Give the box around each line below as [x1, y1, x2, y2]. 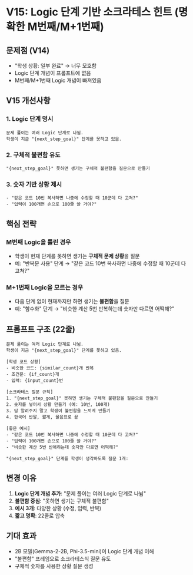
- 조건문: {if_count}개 [6, 372, 59, 378]
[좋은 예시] [6, 425, 31, 432]
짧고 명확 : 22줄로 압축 [14, 512, 65, 519]
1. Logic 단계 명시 [6, 115, 54, 123]
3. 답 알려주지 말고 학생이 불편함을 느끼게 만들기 [6, 408, 111, 414]
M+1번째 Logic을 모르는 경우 [6, 283, 84, 292]
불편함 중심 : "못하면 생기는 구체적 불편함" [14, 497, 109, 504]
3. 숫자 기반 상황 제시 [6, 180, 62, 189]
